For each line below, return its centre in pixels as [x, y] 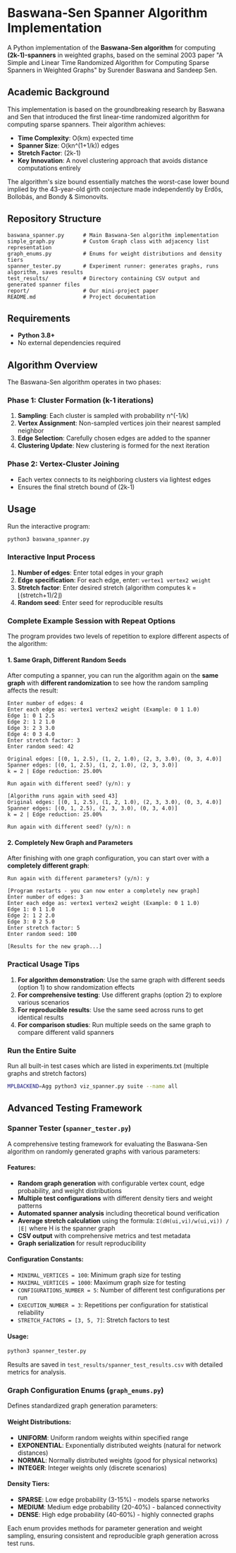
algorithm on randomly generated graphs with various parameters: [104, 1151]
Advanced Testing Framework [75, 1109]
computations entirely [49, 168]
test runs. [21, 1543]
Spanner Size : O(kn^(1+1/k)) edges [68, 145]
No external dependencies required [69, 343]
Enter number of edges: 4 [45, 704]
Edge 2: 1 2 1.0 [31, 722]
